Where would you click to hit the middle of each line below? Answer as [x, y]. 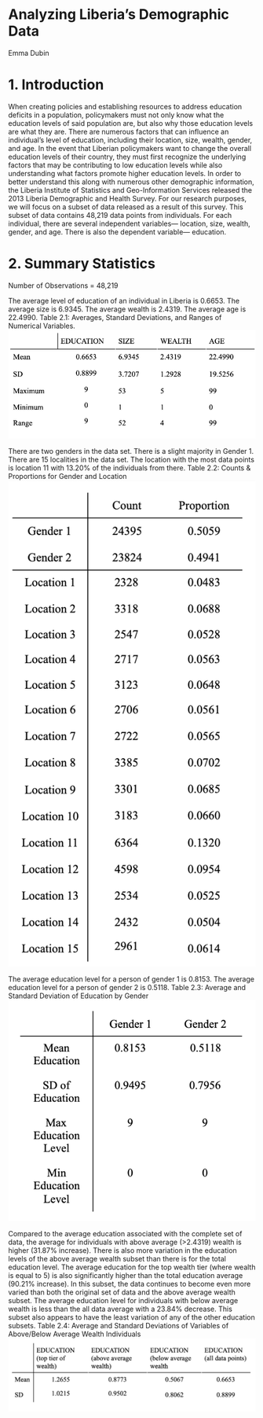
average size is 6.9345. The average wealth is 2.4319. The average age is [127, 309]
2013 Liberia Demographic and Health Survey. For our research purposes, [128, 198]
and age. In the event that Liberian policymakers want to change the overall [130, 148]
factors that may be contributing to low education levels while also [115, 165]
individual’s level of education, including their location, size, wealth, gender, [130, 140]
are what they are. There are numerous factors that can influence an [119, 131]
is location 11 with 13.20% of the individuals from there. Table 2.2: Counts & [130, 468]
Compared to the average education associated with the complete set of [125, 1234]
